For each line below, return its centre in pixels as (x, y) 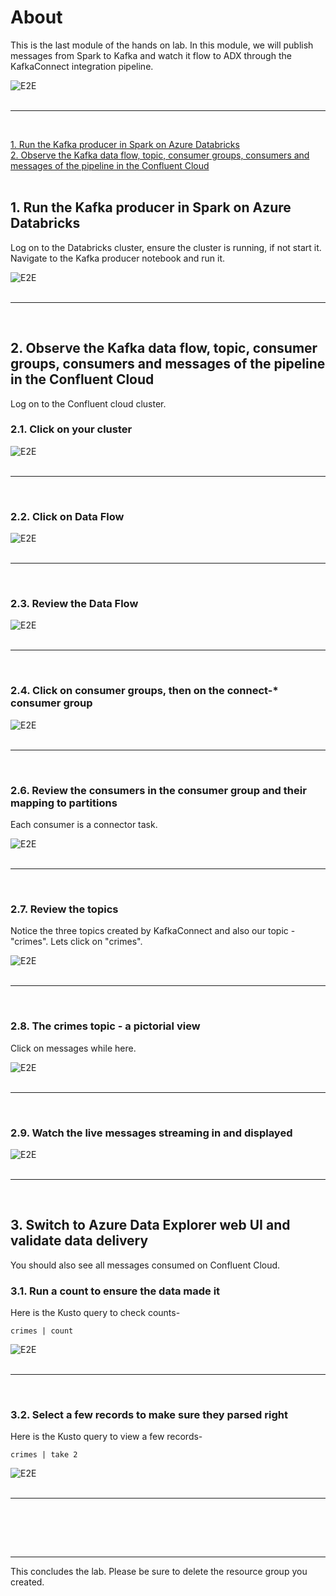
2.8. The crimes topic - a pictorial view (105, 1026)
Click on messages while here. (73, 1048)
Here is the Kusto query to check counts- (95, 1313)
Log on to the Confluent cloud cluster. (88, 403)
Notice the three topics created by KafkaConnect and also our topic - (153, 931)
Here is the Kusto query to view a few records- (106, 1437)
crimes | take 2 (44, 1455)
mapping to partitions (64, 803)
